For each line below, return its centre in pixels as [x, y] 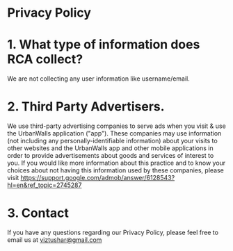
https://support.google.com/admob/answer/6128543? [98, 178]
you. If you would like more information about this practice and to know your [116, 163]
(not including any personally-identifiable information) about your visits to [112, 141]
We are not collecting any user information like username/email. [98, 79]
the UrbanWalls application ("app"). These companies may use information [114, 133]
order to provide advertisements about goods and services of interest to [111, 156]
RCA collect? [45, 59]
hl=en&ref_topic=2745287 [45, 185]
